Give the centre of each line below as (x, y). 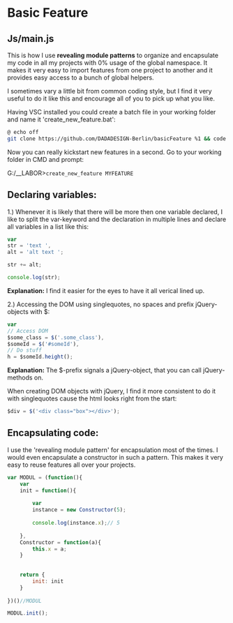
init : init (48, 581)
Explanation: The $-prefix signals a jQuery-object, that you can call (105, 370)
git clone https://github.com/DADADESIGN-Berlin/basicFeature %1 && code (117, 138)
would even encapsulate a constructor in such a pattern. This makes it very (115, 457)
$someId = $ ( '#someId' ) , (43, 344)
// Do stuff (24, 350)
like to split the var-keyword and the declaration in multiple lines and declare (117, 219)
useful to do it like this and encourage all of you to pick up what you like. (111, 98)
